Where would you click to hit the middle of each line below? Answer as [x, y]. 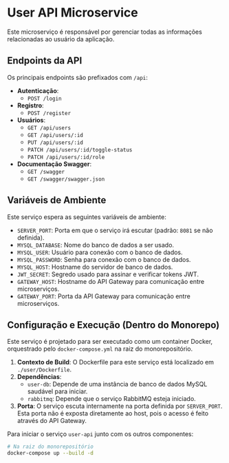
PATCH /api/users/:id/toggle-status [80, 150]
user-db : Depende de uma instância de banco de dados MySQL [117, 384]
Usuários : [31, 120]
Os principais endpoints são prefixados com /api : [77, 77]
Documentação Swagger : [54, 164]
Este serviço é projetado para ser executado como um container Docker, [110, 342]
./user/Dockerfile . [44, 369]
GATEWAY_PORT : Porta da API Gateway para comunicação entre [103, 296]
